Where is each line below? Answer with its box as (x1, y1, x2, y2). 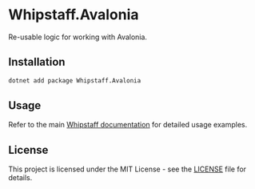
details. (8, 173, 33, 183)
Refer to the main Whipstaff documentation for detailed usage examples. (8, 120, 248, 130)
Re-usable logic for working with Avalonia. (8, 32, 148, 42)
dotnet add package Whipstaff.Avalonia (8, 76, 141, 85)
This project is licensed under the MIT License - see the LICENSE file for (8, 164, 246, 174)
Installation (8, 55, 66, 69)
